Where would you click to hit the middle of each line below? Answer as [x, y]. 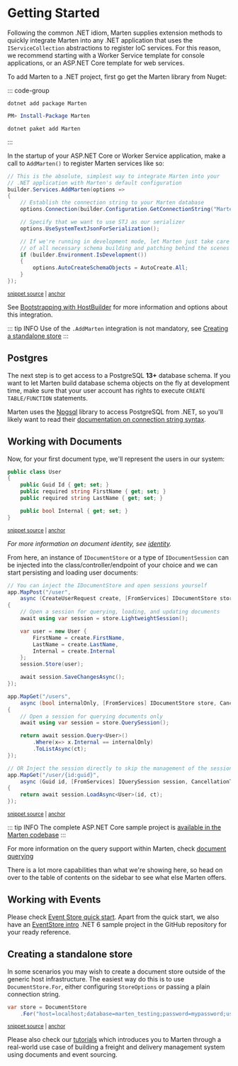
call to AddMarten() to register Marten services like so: [86, 163]
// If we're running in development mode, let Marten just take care [125, 241]
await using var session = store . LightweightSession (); [104, 619]
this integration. [30, 315]
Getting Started [54, 13]
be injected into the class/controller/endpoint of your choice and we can [113, 565]
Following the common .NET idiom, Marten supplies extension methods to [115, 33]
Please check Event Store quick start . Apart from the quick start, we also [113, 917]
